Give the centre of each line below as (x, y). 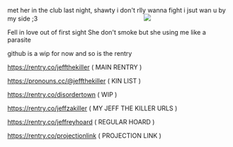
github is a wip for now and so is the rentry (70, 53)
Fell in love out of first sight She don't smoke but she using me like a (107, 32)
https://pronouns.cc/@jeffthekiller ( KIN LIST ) (74, 81)
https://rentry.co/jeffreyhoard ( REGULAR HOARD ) (81, 122)
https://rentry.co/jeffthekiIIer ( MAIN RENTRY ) (75, 67)
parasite (19, 40)
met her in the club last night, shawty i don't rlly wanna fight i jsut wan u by (117, 10)
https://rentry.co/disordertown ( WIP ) (62, 94)
